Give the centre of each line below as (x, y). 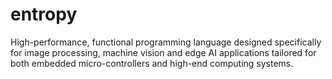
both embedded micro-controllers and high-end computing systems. (152, 63)
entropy (44, 14)
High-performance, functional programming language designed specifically (166, 42)
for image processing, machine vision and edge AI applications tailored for (163, 52)
